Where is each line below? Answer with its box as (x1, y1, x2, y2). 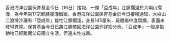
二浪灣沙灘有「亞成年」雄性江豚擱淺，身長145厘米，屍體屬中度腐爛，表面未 (5, 17, 165, 23)
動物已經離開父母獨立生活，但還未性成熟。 (5, 30, 95, 36)
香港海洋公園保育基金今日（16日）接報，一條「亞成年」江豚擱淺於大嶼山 (5, 5, 158, 10)
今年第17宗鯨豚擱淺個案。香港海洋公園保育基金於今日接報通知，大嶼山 (18, 11, 166, 17)
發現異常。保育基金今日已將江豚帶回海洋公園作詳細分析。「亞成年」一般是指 (5, 24, 164, 30)
